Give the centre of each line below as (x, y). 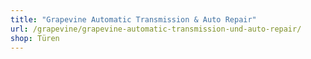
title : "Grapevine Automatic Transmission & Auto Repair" (133, 19)
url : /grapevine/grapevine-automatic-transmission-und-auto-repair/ (156, 29)
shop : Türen (35, 38)
